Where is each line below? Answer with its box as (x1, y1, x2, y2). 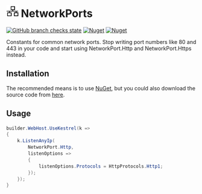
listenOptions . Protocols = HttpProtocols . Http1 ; (38, 163, 163, 169)
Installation (6, 69, 49, 79)
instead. (6, 51, 27, 58)
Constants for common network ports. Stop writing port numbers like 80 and (6, 38, 197, 45)
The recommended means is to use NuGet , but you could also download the (6, 84, 196, 92)
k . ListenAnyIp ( (17, 138, 55, 144)
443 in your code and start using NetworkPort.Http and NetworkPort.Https (6, 45, 192, 52)
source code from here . (6, 91, 65, 98)
